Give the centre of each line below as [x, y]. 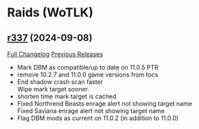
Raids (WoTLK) [50, 13]
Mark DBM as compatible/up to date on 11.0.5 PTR [88, 67]
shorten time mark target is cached [67, 96]
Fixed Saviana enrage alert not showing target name [91, 111]
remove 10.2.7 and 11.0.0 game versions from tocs [87, 74]
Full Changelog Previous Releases [55, 54]
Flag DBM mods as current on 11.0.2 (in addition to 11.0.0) [98, 118]
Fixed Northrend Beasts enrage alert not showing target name [104, 103]
